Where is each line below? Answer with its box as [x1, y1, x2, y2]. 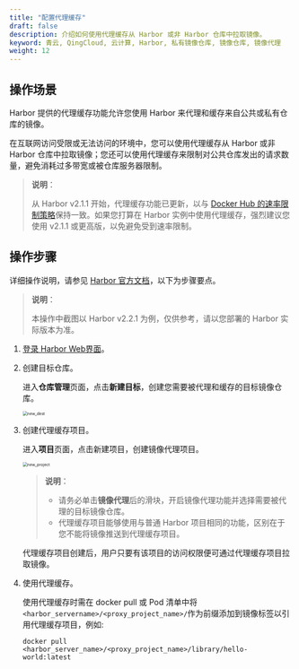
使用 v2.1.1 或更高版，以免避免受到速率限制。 [31, 221, 198, 231]
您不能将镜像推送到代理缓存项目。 [57, 528, 185, 539]
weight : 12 [9, 47, 50, 56]
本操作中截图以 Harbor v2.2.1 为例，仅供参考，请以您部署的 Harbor [31, 313, 279, 324]
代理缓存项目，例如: [30, 619, 104, 630]
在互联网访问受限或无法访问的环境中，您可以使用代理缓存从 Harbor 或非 [9, 137, 276, 148]
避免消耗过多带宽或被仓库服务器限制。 [24, 160, 167, 170]
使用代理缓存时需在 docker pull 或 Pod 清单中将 [22, 596, 198, 607]
